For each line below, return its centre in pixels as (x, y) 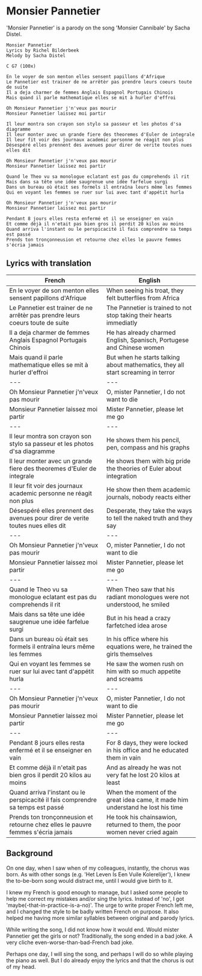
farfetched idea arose (136, 625)
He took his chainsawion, (142, 817)
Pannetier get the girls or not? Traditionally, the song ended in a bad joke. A (99, 936)
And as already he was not (144, 767)
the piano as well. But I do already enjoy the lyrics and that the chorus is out (100, 960)
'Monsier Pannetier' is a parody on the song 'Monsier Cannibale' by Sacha (98, 28)
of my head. (21, 966)
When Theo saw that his (140, 589)
